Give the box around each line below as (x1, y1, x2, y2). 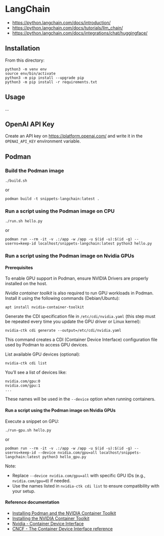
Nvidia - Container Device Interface (12, 520, 84, 526)
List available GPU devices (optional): (5, 351, 81, 357)
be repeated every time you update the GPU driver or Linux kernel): (5, 318, 141, 324)
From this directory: (5, 57, 45, 63)
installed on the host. (5, 281, 47, 287)
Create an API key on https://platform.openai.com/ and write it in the (5, 133, 143, 139)
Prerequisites (5, 265, 33, 270)
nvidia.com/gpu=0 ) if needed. (12, 478, 71, 484)
